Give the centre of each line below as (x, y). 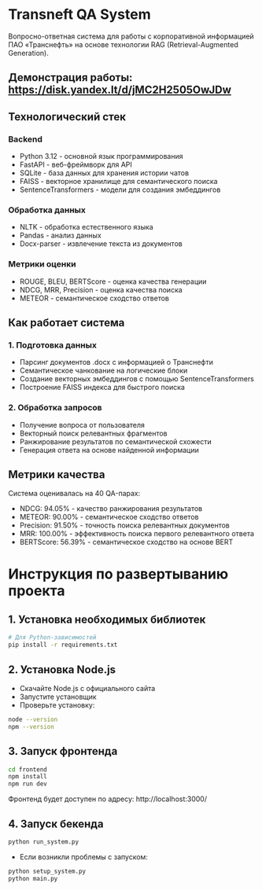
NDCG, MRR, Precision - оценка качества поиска (101, 289)
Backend (26, 139)
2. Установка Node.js (62, 669)
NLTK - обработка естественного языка (86, 227)
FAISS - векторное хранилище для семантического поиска (118, 182)
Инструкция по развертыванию (118, 574)
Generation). (28, 53)
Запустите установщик (58, 697)
